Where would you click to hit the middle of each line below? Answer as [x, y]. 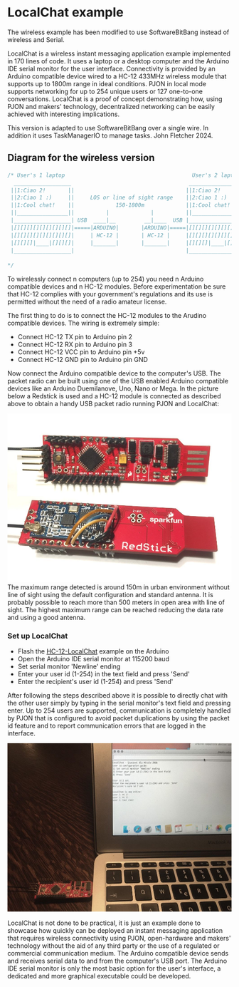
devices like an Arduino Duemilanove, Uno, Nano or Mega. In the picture [113, 388]
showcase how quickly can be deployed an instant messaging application [115, 931]
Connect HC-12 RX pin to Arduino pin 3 [75, 345]
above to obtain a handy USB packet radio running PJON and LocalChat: [113, 404]
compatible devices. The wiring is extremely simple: [84, 323]
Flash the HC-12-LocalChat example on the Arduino [93, 651]
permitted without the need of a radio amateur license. [87, 302]
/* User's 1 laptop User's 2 [113, 175]
